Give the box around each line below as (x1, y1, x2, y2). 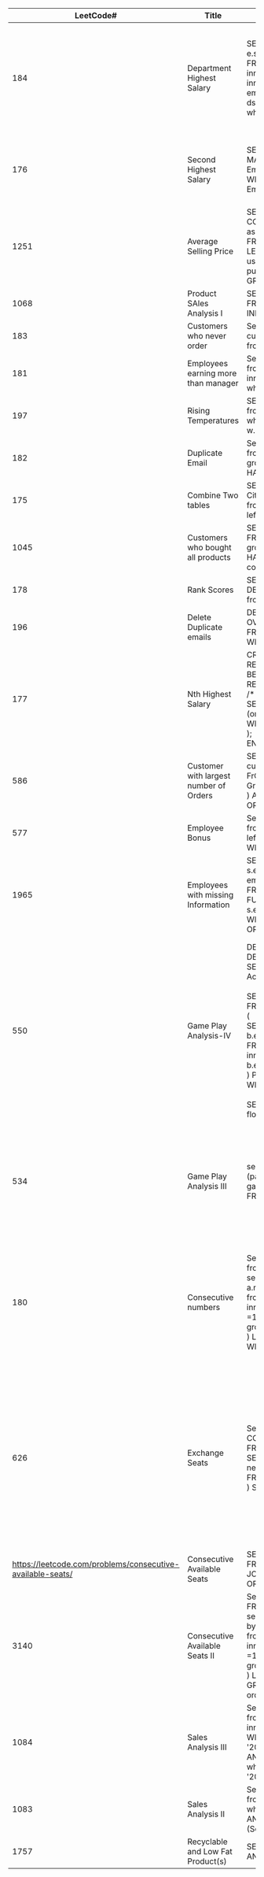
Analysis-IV (187, 1031, 232, 1041)
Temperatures (187, 415, 240, 426)
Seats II (187, 1650, 214, 1660)
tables (187, 500, 211, 510)
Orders (187, 790, 214, 801)
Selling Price (187, 246, 234, 257)
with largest (187, 771, 231, 781)
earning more (187, 368, 237, 379)
